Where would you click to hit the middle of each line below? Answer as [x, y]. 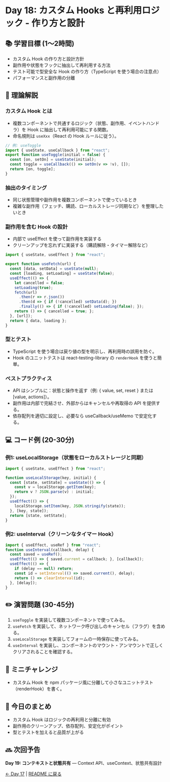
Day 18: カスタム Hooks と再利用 [74, 10]
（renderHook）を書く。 [39, 689]
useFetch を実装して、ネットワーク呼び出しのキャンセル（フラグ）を [84, 626]
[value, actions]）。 [32, 397]
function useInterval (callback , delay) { [50, 550]
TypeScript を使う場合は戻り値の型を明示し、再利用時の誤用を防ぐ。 [85, 351]
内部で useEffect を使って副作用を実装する [57, 239]
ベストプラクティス [29, 378]
